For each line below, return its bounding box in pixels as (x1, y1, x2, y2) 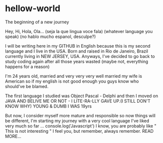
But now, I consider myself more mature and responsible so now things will (5, 112, 156, 118)
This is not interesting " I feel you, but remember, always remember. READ (5, 128, 154, 134)
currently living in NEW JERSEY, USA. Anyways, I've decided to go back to (5, 53, 155, 59)
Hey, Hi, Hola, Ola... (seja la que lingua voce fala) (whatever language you (5, 28, 153, 34)
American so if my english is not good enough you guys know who (5, 78, 139, 84)
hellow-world (5, 3, 61, 14)
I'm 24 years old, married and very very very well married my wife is (5, 73, 143, 79)
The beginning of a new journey (5, 19, 69, 25)
